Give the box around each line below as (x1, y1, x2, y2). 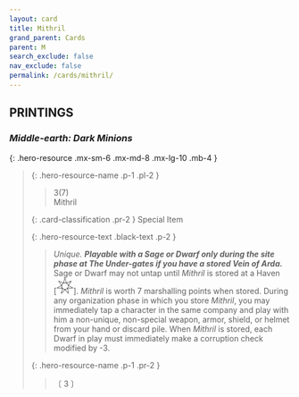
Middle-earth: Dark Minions (9, 132, 133, 145)
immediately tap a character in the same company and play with (53, 304, 289, 315)
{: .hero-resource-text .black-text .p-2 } (30, 231, 177, 241)
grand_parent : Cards (9, 33, 87, 42)
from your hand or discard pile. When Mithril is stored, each (53, 323, 273, 334)
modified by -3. (53, 342, 111, 353)
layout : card (9, 14, 58, 23)
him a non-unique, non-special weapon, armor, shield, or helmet (53, 314, 290, 325)
